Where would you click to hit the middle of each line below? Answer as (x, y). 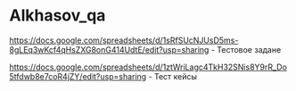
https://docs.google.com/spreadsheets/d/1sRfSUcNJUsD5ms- (124, 40)
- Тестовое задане (246, 49)
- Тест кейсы (173, 76)
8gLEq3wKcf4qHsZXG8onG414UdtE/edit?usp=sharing (109, 49)
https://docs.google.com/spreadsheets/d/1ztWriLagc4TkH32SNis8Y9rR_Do (148, 67)
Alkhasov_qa (58, 16)
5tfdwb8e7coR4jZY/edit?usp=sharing (78, 76)
